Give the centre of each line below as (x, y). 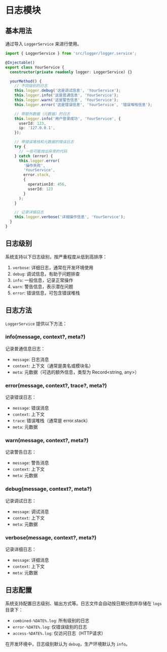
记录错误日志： (21, 397)
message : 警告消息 (31, 463)
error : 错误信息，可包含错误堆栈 (46, 293)
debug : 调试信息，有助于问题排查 (46, 274)
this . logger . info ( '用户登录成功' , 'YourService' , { (68, 119)
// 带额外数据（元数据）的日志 (42, 114)
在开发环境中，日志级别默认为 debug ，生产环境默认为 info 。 (68, 644)
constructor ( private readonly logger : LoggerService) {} (71, 72)
